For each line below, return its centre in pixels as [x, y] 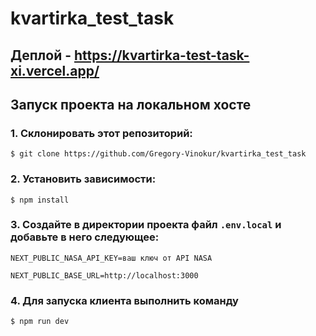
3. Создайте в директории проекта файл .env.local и [146, 225]
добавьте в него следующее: [85, 237]
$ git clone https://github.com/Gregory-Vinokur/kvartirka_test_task [158, 154]
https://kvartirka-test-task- [162, 55]
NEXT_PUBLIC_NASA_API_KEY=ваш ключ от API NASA [111, 258]
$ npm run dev [40, 322]
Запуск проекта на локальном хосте [131, 104]
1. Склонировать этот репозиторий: [101, 133]
